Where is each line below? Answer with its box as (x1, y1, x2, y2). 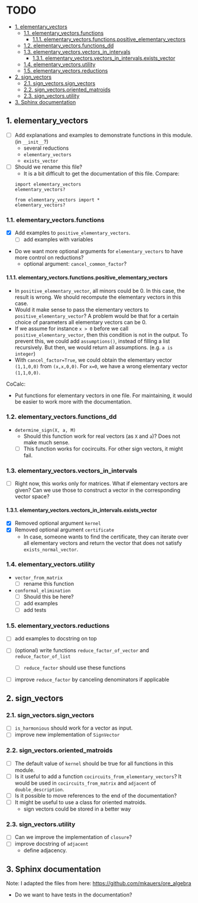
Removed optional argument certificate (14, 526, 114, 533)
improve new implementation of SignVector (14, 731, 120, 738)
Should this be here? (23, 593, 74, 600)
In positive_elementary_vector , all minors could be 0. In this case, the (14, 287, 185, 294)
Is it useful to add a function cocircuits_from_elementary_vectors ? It (14, 773, 182, 780)
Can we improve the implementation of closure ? (14, 834, 132, 841)
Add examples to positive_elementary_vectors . (14, 229, 131, 237)
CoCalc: (6, 380, 26, 388)
